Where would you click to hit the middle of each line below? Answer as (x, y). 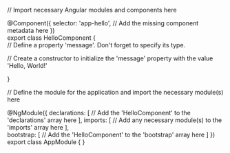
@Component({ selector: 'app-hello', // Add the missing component (103, 23)
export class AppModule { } (46, 142)
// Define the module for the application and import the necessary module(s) (115, 92)
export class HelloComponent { (52, 38)
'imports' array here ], (38, 127)
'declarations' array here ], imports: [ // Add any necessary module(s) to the (115, 120)
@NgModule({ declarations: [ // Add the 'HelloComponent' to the (99, 113)
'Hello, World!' (28, 66)
